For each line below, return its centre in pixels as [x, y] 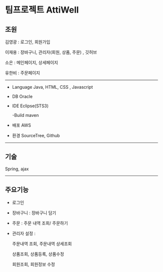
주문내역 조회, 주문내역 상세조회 [42, 243]
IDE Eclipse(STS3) [30, 106]
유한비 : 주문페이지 [23, 73]
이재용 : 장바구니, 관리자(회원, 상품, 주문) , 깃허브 [51, 52]
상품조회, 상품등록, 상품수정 [38, 254]
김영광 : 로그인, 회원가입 [28, 42]
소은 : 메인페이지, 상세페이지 [32, 63]
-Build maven [25, 115]
